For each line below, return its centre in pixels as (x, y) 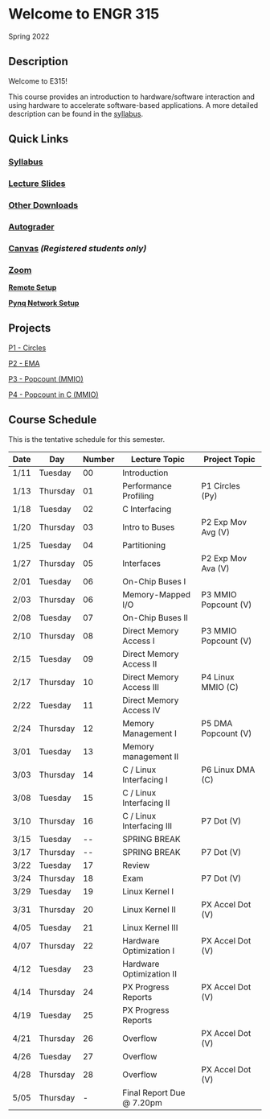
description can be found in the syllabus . (76, 114)
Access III (141, 687)
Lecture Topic (158, 459)
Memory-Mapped (157, 594)
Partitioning (144, 545)
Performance (147, 485)
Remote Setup (33, 287)
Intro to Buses (149, 526)
